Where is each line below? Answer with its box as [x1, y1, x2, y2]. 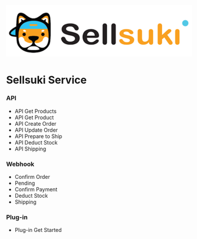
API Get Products [14, 107, 57, 114]
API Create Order [14, 120, 57, 127]
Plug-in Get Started [14, 227, 62, 234]
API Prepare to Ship [14, 132, 63, 140]
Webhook [6, 160, 34, 168]
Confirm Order [14, 173, 50, 181]
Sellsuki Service [6, 73, 87, 87]
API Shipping [14, 145, 47, 152]
